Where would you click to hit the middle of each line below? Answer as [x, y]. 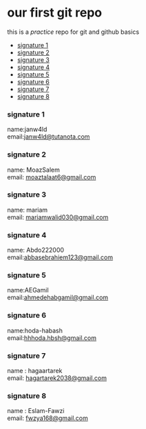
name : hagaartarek [35, 371]
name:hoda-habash [35, 330]
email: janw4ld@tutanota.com [49, 137]
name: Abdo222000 [35, 250]
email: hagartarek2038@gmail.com [57, 378]
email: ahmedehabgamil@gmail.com [58, 297]
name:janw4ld [27, 130]
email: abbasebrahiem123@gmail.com [60, 257]
